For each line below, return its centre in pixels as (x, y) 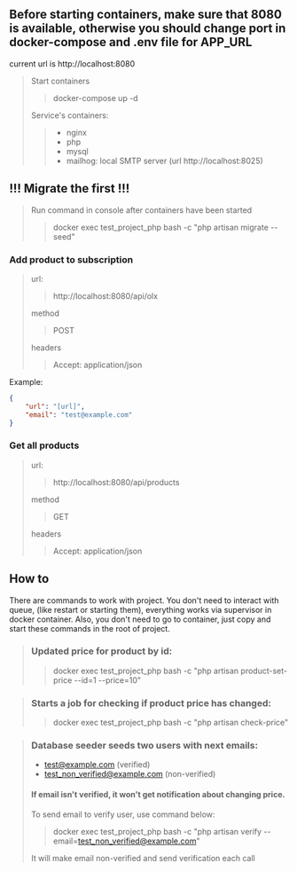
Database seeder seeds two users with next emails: (145, 746)
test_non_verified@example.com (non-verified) (130, 774)
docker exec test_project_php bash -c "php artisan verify (157, 831)
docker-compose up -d (96, 98)
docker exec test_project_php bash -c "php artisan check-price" (171, 723)
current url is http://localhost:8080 (72, 63)
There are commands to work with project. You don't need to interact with (144, 600)
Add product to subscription (71, 259)
